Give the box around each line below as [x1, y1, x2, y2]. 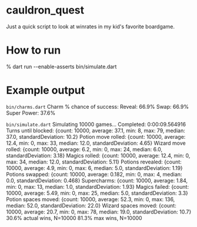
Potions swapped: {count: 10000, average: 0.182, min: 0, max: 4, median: [6, 171, 182, 178]
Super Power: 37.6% [6, 109, 56, 116]
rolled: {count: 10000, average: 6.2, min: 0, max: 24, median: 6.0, [6, 145, 163, 153]
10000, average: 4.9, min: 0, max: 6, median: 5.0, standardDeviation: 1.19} [6, 164, 183, 171]
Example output [6, 84, 85, 97]
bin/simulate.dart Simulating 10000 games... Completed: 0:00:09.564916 [6, 121, 186, 128]
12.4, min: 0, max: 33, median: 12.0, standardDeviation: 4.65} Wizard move [6, 139, 186, 146]
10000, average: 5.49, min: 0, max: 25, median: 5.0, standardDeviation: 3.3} [6, 189, 188, 196]
